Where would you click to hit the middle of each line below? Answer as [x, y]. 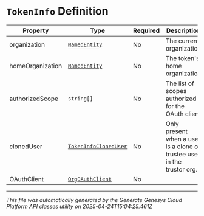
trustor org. [182, 169]
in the [174, 161]
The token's [182, 58]
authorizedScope [34, 99]
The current [182, 41]
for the [175, 106]
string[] [80, 98]
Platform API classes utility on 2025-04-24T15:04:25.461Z [80, 206]
